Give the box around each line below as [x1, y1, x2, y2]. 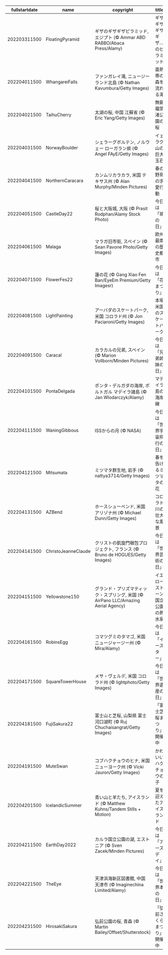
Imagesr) [94, 282, 113, 288]
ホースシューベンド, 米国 [94, 503, 145, 509]
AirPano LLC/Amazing [94, 597, 140, 603]
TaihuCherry [45, 111, 71, 118]
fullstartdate [11, 7, 38, 13]
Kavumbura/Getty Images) [94, 85, 149, 91]
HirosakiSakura [45, 923, 77, 929]
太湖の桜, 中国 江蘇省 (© [94, 109, 145, 115]
